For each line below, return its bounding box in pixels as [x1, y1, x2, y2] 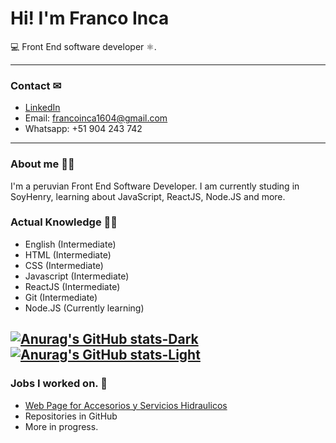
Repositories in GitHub [24, 410, 118, 422]
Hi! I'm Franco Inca [10, 7, 170, 30]
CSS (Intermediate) [24, 259, 104, 271]
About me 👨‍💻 [10, 157, 75, 171]
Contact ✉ [10, 78, 62, 92]
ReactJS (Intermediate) [24, 280, 121, 292]
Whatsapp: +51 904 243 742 [24, 123, 143, 135]
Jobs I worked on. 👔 [10, 377, 108, 391]
